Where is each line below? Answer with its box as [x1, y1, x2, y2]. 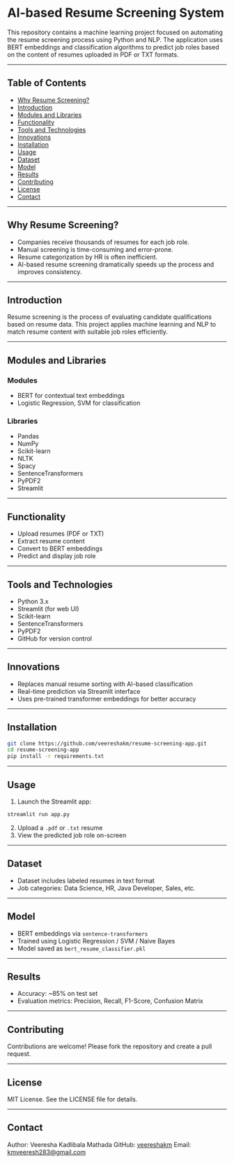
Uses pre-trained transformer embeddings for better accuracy [17, 694, 196, 703]
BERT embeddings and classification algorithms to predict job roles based [7, 43, 219, 51]
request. [7, 1050, 31, 1058]
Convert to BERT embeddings [17, 544, 103, 553]
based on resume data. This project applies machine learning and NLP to [7, 320, 217, 329]
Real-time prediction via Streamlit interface [17, 687, 141, 695]
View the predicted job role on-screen [17, 831, 127, 839]
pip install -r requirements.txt [7, 753, 104, 760]
